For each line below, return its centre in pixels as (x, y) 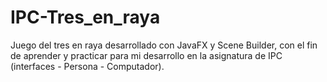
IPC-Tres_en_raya (85, 17)
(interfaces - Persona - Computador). (87, 66)
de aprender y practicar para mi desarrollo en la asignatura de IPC (146, 55)
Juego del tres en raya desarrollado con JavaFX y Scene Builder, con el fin (164, 45)
